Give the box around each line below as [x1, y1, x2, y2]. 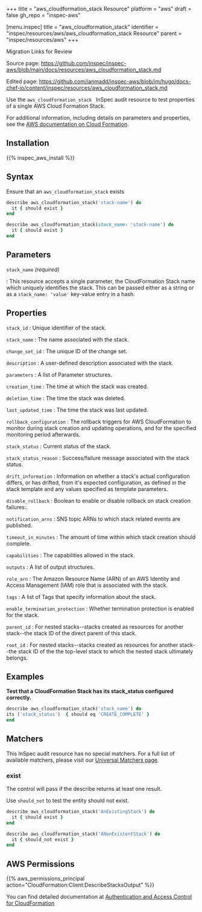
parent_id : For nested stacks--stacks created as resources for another [6, 623, 184, 630]
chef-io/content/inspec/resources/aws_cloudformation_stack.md [6, 84, 168, 91]
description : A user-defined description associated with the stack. [6, 359, 174, 366]
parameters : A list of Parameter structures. [6, 371, 113, 378]
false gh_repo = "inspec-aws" [6, 12, 81, 19]
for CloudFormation [6, 899, 55, 907]
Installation [6, 138, 49, 148]
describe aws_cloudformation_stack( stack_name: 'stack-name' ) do [6, 222, 174, 228]
